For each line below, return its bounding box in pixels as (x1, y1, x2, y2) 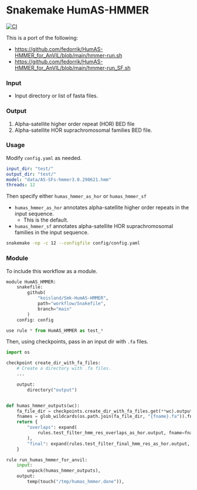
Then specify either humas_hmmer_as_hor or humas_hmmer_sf (6, 193, 147, 200)
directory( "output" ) (27, 387, 77, 393)
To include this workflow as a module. (6, 267, 98, 274)
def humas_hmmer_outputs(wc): (6, 403, 80, 409)
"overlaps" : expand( (27, 424, 77, 431)
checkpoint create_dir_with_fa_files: (6, 360, 101, 366)
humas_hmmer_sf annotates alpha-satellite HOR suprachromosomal (14, 223, 174, 230)
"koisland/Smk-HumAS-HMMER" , (37, 295, 109, 301)
